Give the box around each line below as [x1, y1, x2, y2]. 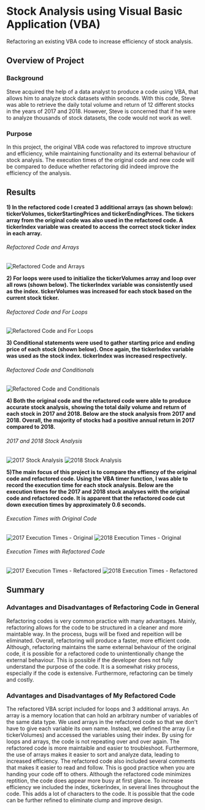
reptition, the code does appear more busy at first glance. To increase [6, 777, 184, 784]
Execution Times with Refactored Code [6, 548, 106, 555]
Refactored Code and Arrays [6, 244, 80, 251]
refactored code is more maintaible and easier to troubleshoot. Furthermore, [6, 744, 199, 752]
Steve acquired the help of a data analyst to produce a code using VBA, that [6, 88, 198, 95]
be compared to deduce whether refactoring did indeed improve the [6, 163, 179, 170]
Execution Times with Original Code [6, 515, 97, 523]
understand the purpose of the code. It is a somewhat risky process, [6, 663, 180, 670]
